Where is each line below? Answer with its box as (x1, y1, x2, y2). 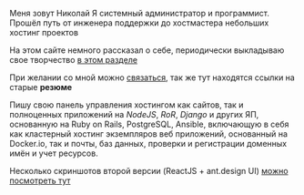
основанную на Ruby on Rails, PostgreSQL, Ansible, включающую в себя (9, 118, 289, 129)
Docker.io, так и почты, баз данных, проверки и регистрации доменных (9, 139, 288, 149)
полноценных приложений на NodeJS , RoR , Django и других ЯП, (9, 109, 259, 119)
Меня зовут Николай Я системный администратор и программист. (9, 8, 270, 18)
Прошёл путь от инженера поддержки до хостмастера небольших (9, 17, 269, 28)
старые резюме (9, 82, 73, 92)
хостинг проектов (9, 27, 79, 37)
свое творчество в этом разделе (9, 55, 138, 65)
